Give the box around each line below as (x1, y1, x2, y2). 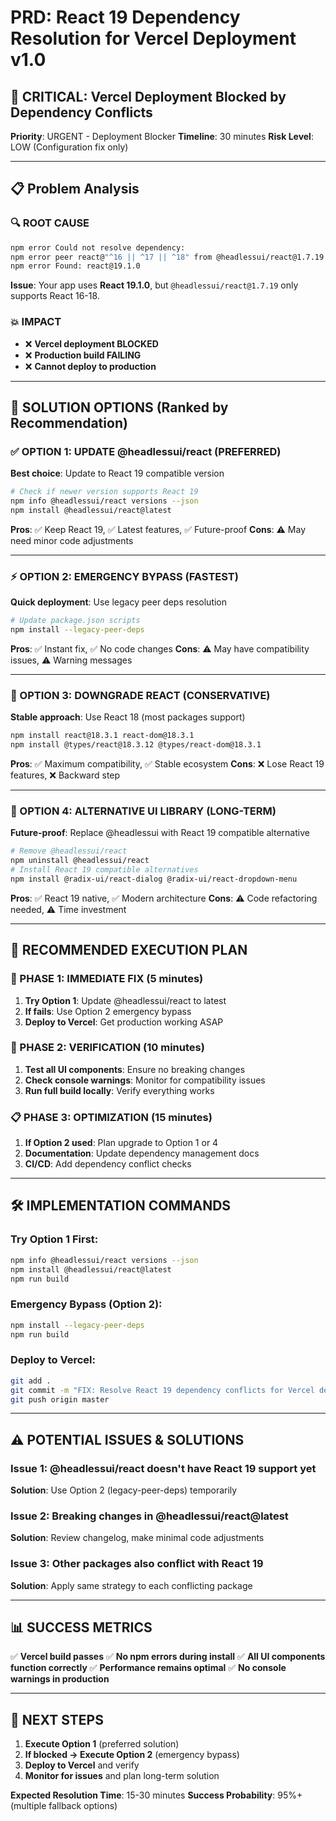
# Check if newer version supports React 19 (10, 487, 199, 497)
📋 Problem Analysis (10, 181, 140, 198)
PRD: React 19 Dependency (10, 6, 241, 29)
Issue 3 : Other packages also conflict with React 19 (10, 1557, 264, 1571)
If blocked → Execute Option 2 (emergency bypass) (24, 1749, 240, 1761)
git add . (10, 1376, 52, 1386)
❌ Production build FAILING (24, 349, 142, 361)
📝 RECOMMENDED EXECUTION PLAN (10, 942, 248, 959)
